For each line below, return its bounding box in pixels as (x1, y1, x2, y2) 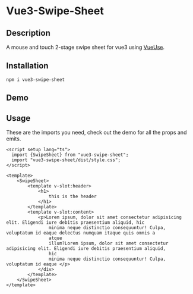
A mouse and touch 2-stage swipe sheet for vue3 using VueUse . (6, 43, 165, 51)
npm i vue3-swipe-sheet (6, 76, 65, 83)
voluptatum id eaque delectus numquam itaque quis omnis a (6, 230, 156, 236)
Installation (6, 61, 49, 71)
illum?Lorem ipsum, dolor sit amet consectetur (48, 240, 169, 246)
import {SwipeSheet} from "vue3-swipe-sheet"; (11, 152, 129, 158)
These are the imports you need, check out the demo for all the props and (6, 129, 187, 136)
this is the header (48, 193, 97, 200)
